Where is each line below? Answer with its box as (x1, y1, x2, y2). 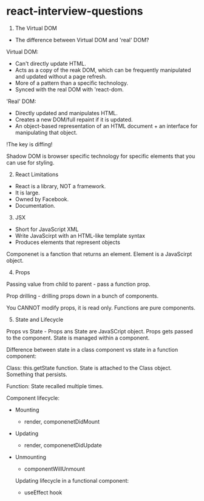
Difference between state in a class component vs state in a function (6, 346, 178, 353)
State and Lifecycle (15, 316, 64, 323)
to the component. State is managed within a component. (6, 334, 150, 341)
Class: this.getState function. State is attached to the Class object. (6, 364, 172, 371)
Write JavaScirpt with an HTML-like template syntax (15, 232, 146, 239)
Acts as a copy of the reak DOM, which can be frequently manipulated (15, 66, 191, 74)
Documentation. (15, 202, 56, 209)
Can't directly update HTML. (15, 60, 86, 67)
